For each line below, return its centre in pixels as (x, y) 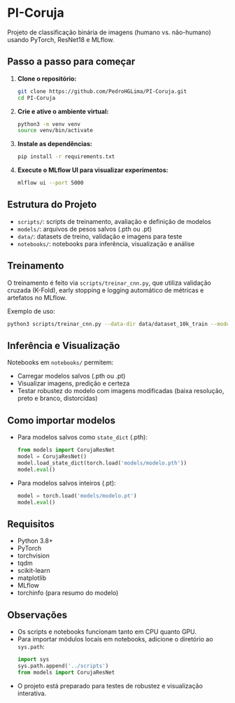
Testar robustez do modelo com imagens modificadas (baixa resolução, (121, 391)
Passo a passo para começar (71, 62)
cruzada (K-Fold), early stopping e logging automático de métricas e (106, 290)
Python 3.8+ (35, 541)
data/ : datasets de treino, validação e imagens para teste (100, 236)
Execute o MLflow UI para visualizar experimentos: (93, 170)
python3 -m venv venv (49, 124)
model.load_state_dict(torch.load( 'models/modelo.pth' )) (102, 463)
